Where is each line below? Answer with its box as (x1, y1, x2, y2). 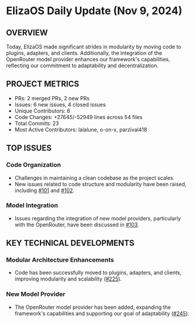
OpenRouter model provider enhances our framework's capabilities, (6, 56, 170, 62)
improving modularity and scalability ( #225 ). (14, 275, 122, 282)
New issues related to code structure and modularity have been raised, (14, 180, 187, 187)
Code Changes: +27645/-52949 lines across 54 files (14, 113, 143, 120)
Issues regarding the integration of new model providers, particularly (14, 215, 181, 222)
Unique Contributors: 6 (14, 107, 70, 114)
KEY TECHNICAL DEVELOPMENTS (6, 238, 135, 248)
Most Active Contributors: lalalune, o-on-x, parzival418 (14, 126, 147, 133)
